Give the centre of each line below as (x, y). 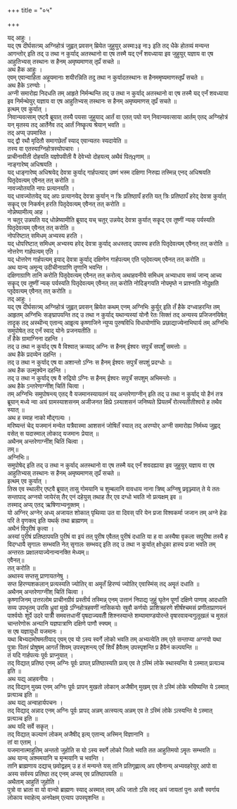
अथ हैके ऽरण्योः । (27, 85)
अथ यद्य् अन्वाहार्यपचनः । (35, 702)
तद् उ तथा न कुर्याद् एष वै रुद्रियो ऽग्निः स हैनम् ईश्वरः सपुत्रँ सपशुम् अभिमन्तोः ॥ (92, 378)
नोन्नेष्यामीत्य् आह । (28, 212)
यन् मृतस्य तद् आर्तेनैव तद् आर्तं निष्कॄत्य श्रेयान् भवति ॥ (66, 125)
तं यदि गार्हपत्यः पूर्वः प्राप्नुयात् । (40, 655)
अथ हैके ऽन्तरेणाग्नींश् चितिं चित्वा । (46, 386)
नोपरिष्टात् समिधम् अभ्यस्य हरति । (45, 236)
